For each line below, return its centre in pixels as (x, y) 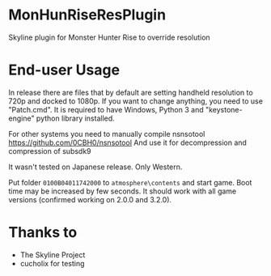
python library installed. (75, 118)
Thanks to (43, 233)
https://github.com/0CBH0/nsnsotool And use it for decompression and (127, 142)
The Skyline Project (53, 255)
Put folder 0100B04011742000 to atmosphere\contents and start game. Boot (130, 182)
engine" (21, 118)
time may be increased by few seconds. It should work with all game (123, 191)
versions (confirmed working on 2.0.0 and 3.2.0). (90, 199)
